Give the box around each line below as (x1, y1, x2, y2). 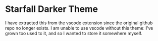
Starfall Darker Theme (5, 3, 98, 15)
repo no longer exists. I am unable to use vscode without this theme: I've (5, 25, 154, 31)
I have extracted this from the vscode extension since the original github (5, 20, 153, 26)
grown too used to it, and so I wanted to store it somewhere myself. (5, 30, 143, 36)
